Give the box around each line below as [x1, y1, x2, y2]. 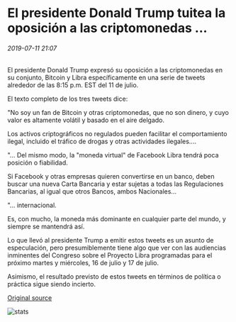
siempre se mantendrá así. [7, 222, 85, 231]
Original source [7, 294, 52, 302]
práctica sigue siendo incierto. [7, 280, 96, 289]
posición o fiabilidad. [7, 158, 69, 167]
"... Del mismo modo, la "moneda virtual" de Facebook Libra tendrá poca [7, 151, 219, 160]
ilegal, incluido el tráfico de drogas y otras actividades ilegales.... [7, 137, 197, 146]
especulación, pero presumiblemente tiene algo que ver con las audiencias [7, 243, 227, 252]
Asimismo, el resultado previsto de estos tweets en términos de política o [7, 272, 221, 281]
